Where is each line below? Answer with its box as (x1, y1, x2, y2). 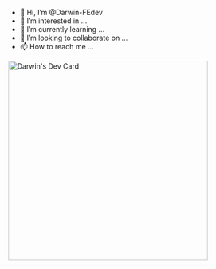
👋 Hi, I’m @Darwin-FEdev (19, 8, 104, 17)
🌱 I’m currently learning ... (19, 25, 105, 34)
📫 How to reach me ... (19, 42, 94, 51)
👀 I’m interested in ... (19, 16, 88, 26)
